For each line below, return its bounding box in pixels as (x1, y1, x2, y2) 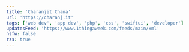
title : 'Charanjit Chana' (6, 8, 71, 15)
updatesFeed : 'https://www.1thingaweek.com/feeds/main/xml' (6, 25, 160, 32)
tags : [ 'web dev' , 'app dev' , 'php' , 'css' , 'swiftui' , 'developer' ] (6, 20, 184, 26)
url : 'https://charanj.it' (6, 14, 74, 20)
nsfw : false (6, 31, 36, 37)
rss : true (6, 36, 31, 42)
